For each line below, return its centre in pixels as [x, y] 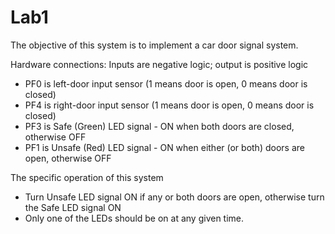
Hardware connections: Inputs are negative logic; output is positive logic [159, 64]
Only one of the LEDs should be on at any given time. [134, 218]
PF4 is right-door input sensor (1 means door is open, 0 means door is [169, 105]
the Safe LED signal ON [73, 207]
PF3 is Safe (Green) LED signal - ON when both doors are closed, [159, 126]
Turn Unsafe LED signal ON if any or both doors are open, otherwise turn [174, 197]
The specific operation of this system [87, 177]
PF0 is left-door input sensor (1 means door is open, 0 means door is [166, 83]
